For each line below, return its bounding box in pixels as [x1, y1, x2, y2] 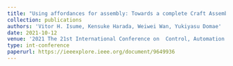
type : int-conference [7, 42, 70, 49]
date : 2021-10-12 [7, 29, 58, 36]
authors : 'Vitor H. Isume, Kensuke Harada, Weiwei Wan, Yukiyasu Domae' [7, 23, 222, 30]
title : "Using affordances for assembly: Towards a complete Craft [7, 10, 207, 17]
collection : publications [7, 16, 82, 23]
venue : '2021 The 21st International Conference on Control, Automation [7, 36, 225, 43]
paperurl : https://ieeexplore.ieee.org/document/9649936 [7, 49, 175, 56]
